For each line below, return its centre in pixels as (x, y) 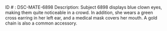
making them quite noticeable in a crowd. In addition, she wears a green (79, 12)
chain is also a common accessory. (41, 23)
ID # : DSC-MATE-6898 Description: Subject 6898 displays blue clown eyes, (83, 7)
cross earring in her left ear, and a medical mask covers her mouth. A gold (81, 18)
